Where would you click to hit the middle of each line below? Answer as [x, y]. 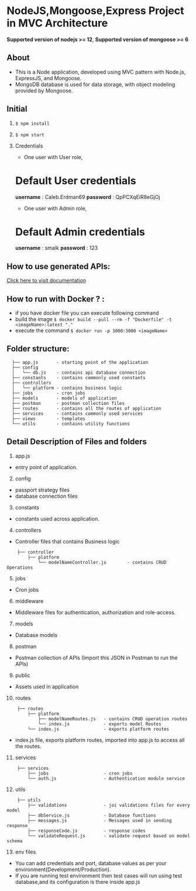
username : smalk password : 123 [56, 248]
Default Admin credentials [80, 232]
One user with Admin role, [55, 208]
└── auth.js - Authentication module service [106, 778]
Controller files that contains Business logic [67, 541]
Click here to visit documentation [47, 281]
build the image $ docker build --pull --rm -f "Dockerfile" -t [93, 319]
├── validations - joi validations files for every [109, 805]
